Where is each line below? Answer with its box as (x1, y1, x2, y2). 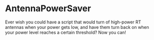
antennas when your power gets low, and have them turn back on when (5, 24, 149, 30)
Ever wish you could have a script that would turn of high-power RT (5, 19, 141, 25)
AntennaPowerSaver (5, 3, 91, 14)
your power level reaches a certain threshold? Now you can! (5, 29, 126, 35)
